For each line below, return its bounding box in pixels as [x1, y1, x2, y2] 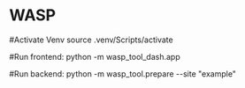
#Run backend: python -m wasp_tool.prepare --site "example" [9, 68, 237, 79]
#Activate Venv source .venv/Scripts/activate [9, 34, 174, 45]
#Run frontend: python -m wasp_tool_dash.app [9, 51, 180, 62]
